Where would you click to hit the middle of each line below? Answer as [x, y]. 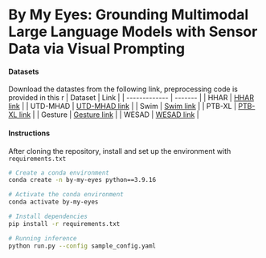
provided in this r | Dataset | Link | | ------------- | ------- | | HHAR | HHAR [131, 98]
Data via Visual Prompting [97, 49]
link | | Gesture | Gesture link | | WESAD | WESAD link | [109, 115]
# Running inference [43, 238]
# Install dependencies [48, 217]
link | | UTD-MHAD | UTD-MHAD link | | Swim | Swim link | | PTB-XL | [123, 107]
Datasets [24, 71]
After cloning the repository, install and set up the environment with [120, 151]
